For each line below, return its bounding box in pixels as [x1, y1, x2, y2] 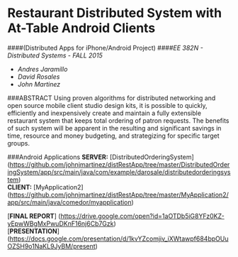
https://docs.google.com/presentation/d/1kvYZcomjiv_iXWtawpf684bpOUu [9, 234, 229, 243]
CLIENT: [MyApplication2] [7, 182, 84, 191]
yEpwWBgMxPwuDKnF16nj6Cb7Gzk [7, 219, 114, 228]
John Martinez [17, 80, 61, 88]
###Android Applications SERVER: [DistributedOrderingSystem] [7, 153, 195, 161]
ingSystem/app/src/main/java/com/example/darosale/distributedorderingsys [7, 168, 231, 176]
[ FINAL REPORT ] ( [7, 212, 61, 220]
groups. [7, 138, 30, 147]
